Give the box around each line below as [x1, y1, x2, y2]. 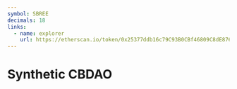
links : [7, 23, 27, 30]
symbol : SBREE [7, 10, 49, 18]
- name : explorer [13, 29, 65, 37]
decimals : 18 [7, 17, 46, 24]
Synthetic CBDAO [7, 67, 113, 83]
